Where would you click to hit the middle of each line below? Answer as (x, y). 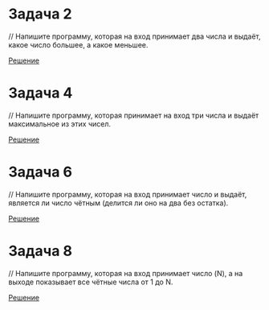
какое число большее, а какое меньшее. (78, 44)
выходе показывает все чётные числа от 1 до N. (91, 282)
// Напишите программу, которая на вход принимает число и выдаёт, (128, 194)
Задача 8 (41, 251)
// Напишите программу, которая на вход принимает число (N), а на (126, 273)
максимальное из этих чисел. (59, 124)
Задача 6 (40, 172)
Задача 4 (41, 93)
